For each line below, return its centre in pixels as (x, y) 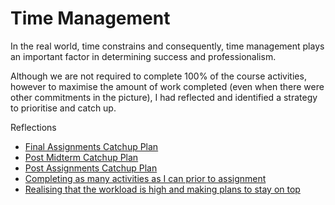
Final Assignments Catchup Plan (91, 146)
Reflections (33, 127)
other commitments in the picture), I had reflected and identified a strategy (164, 97)
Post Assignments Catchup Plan (91, 168)
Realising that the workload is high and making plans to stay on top (162, 189)
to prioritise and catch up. (63, 108)
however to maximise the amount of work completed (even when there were (167, 86)
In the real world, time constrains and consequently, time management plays (167, 46)
